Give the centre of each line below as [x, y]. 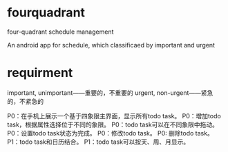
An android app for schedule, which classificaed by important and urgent [111, 45]
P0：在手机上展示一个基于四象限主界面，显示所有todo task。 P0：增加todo [114, 116]
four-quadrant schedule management [60, 32]
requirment [40, 73]
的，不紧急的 [25, 101]
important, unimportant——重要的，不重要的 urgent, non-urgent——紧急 [110, 93]
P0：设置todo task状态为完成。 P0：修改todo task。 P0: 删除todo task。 [111, 133]
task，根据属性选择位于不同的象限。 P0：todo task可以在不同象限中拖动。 [113, 124]
